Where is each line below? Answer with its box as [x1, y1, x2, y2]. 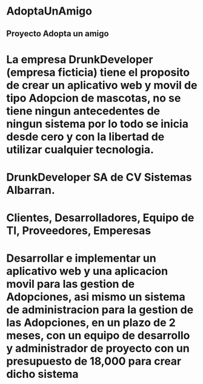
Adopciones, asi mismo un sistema [6, 290, 186, 304]
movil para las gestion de [6, 277, 135, 291]
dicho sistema [6, 368, 79, 381]
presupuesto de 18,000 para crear [6, 354, 182, 368]
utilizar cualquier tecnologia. [6, 142, 155, 156]
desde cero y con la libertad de [6, 130, 165, 144]
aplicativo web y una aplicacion [6, 265, 168, 278]
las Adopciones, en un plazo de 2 [6, 316, 176, 329]
